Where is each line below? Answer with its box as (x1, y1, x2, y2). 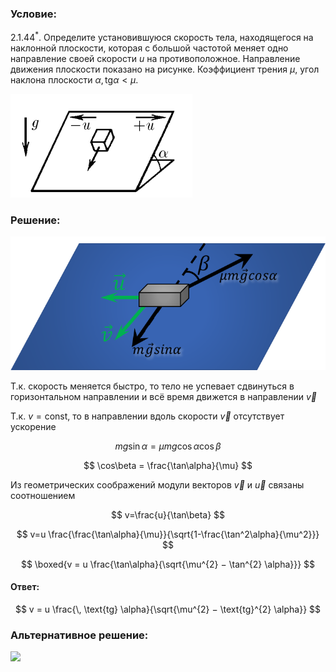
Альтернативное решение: (10, 628, 149, 642)
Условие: (10, 7, 57, 21)
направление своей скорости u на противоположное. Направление (10, 52, 301, 64)
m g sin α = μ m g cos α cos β (114, 440, 222, 452)
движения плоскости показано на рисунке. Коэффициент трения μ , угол (10, 63, 320, 75)
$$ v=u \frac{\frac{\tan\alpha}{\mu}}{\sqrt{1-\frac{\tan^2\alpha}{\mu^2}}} (16, 528, 320, 540)
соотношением (10, 489, 76, 501)
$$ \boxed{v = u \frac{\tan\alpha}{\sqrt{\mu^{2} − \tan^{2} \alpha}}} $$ (20, 558, 316, 570)
